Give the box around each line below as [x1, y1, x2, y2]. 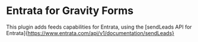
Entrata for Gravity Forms [6, 4, 134, 17]
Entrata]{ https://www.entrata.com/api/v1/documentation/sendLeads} [6, 29, 175, 36]
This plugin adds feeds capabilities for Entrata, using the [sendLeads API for [6, 23, 192, 30]
